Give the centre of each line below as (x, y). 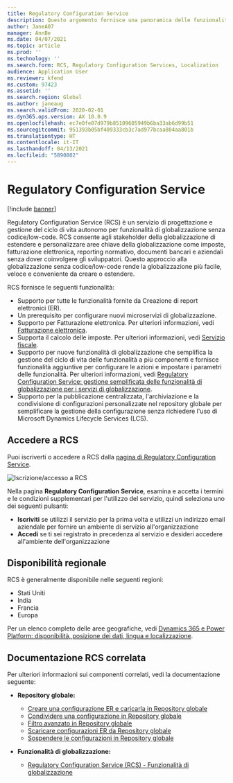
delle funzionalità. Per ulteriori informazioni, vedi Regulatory (103, 374)
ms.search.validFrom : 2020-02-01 (55, 110)
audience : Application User (48, 71)
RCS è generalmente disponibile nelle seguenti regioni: (85, 580)
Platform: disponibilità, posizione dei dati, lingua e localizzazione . (100, 636)
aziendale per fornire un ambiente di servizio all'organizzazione (108, 527)
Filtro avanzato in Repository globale (80, 723)
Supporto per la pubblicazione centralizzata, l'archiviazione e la (108, 396)
